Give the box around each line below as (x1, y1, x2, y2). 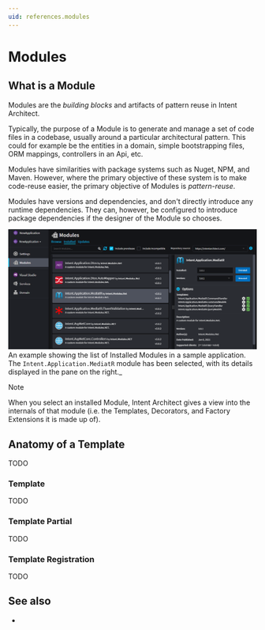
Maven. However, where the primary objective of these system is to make (8, 172, 247, 182)
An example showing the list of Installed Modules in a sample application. (8, 350, 246, 360)
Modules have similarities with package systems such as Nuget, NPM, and (8, 164, 250, 174)
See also (8, 594, 51, 608)
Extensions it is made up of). (8, 415, 101, 424)
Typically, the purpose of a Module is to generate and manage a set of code (8, 123, 255, 134)
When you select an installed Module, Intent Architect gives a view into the (8, 398, 251, 407)
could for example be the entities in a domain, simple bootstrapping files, (8, 141, 245, 150)
